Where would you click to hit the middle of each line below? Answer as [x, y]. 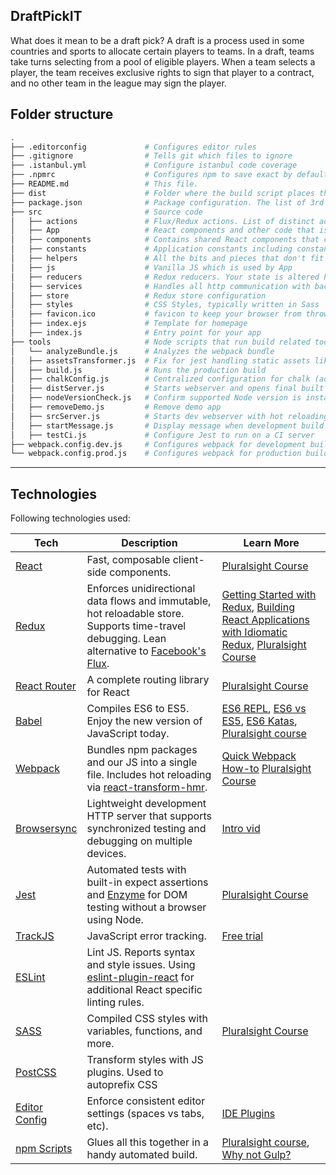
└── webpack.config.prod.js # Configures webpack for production [156, 454]
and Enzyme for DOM [137, 895]
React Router [46, 686]
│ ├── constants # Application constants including [151, 249]
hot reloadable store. [135, 614]
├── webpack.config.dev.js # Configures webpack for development [158, 444]
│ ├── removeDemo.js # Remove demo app [116, 407]
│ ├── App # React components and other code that [162, 230]
